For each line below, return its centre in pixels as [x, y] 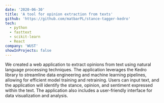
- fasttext [21, 32]
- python [18, 28]
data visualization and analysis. [37, 95]
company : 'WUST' [22, 46]
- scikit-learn [25, 37]
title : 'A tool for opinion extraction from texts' [59, 14]
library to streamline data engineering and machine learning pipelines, [76, 75]
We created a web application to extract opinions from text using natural [78, 64]
